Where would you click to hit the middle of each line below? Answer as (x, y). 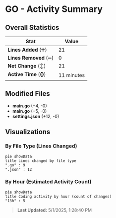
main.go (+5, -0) (29, 111)
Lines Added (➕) (27, 50)
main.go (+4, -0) (29, 106)
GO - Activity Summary (54, 9)
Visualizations (28, 132)
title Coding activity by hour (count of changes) (58, 196)
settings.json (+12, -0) (36, 116)
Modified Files (28, 94)
